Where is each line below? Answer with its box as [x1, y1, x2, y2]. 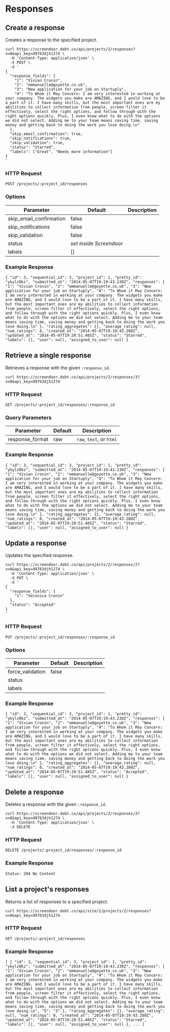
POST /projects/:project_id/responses [5, 181, 88, 186]
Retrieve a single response [5, 351, 92, 360]
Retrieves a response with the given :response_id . [5, 365, 110, 371]
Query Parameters [5, 414, 52, 421]
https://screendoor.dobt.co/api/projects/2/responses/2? [16, 562, 140, 567]
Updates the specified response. [5, 552, 74, 558]
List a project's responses [5, 885, 89, 894]
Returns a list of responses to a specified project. [5, 899, 108, 905]
